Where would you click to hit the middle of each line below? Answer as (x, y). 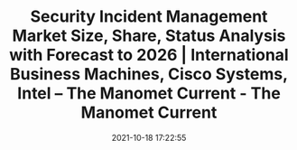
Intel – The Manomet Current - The (149, 94)
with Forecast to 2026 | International (149, 55)
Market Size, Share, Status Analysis (149, 36)
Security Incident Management (149, 17)
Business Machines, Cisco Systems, (149, 75)
